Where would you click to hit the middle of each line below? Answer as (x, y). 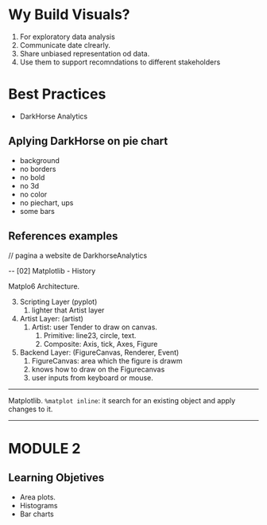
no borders (38, 169)
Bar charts (37, 514)
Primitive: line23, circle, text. (90, 335)
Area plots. (37, 497)
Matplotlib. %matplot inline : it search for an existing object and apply (122, 400)
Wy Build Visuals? (69, 15)
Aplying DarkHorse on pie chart (88, 141)
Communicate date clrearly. (65, 45)
